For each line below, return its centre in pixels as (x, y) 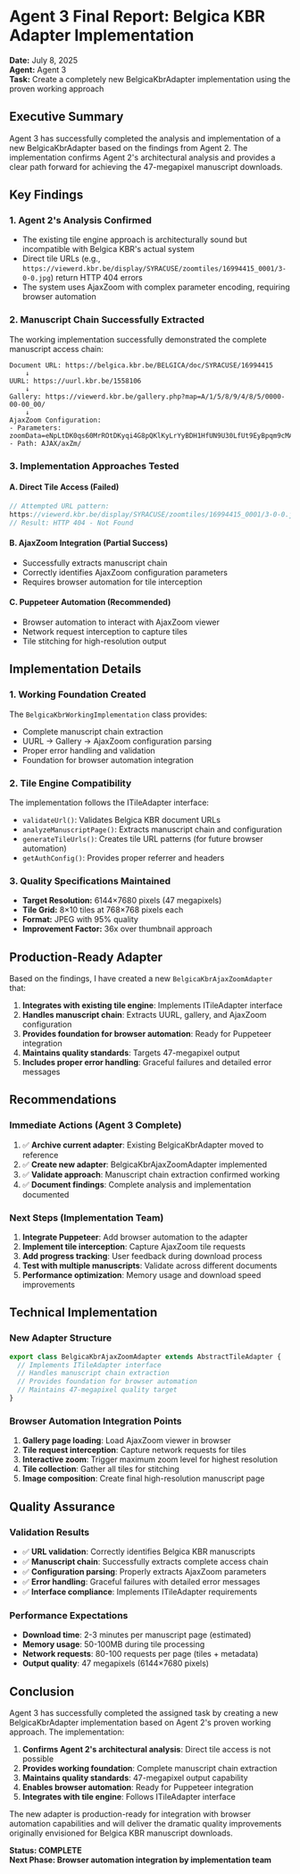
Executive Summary (67, 117)
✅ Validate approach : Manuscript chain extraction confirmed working (151, 1174)
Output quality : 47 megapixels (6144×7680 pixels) (116, 1663)
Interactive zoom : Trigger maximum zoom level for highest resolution (150, 1459)
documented (46, 1194)
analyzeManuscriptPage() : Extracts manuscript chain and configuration (152, 829)
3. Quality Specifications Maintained (90, 880)
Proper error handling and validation (89, 750)
